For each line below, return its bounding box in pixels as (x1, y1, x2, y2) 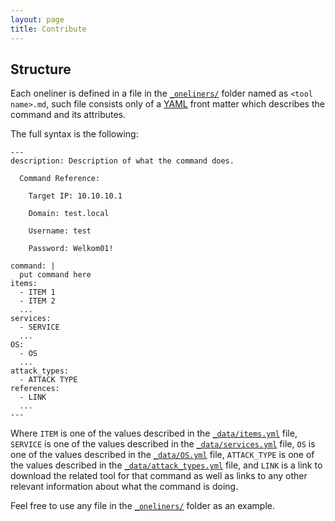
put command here (19, 270, 92, 280)
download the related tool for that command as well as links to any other (10, 470, 308, 482)
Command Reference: (19, 174, 101, 184)
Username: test (28, 226, 92, 236)
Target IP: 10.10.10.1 (28, 191, 123, 201)
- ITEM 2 (19, 296, 56, 306)
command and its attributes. (10, 109, 127, 121)
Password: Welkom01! (28, 244, 114, 254)
